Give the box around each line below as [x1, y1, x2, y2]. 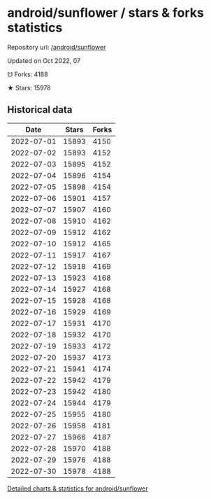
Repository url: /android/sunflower [7, 43, 106, 51]
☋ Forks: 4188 [7, 70, 48, 78]
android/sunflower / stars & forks [7, 5, 204, 21]
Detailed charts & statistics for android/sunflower [7, 484, 148, 493]
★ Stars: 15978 [7, 83, 51, 92]
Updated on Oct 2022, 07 [7, 56, 81, 64]
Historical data [7, 104, 73, 116]
